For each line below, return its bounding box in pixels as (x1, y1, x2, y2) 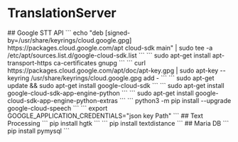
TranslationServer (7, 5, 117, 21)
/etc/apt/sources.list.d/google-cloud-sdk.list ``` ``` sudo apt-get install (7, 51, 211, 60)
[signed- (105, 28, 130, 37)
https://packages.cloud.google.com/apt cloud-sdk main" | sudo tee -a (7, 43, 213, 52)
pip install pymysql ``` (7, 126, 70, 135)
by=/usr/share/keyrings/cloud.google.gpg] (7, 35, 132, 44)
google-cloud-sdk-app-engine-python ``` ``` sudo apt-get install (7, 89, 194, 97)
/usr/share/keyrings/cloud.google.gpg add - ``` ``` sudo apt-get (31, 73, 215, 82)
